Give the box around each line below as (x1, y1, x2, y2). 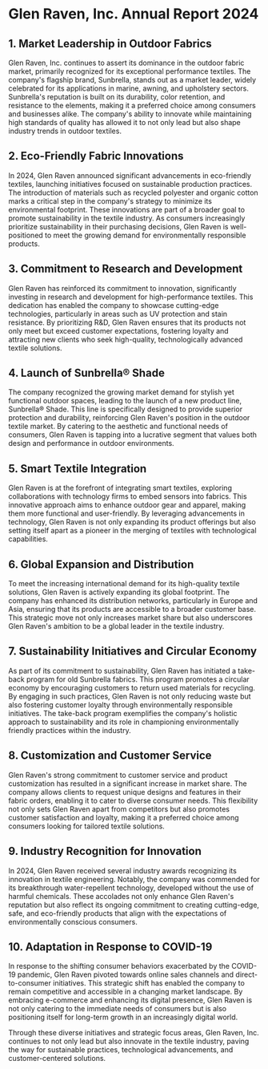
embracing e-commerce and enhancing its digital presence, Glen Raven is (8, 995, 253, 1005)
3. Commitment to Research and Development (8, 262, 243, 276)
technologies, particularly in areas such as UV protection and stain (8, 309, 228, 318)
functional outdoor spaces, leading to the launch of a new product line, (8, 396, 242, 406)
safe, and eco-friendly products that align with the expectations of (8, 908, 227, 918)
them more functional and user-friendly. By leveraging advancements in (8, 508, 246, 518)
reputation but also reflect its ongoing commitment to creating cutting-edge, (8, 900, 260, 909)
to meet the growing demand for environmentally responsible (45, 230, 246, 240)
